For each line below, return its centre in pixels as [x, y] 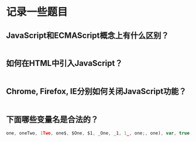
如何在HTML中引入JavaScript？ [64, 63]
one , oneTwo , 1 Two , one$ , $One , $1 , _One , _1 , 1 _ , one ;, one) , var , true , [99, 133]
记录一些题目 [37, 12]
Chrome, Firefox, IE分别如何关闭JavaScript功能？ [96, 91]
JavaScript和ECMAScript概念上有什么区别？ [87, 35]
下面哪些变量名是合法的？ [52, 120]
